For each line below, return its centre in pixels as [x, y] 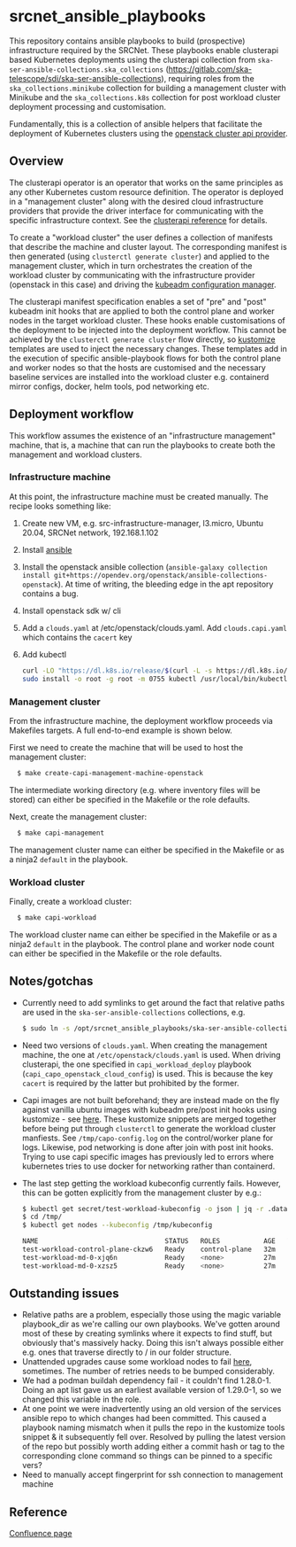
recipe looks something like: [61, 506]
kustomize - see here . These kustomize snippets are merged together [149, 1119]
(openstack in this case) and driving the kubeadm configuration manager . [143, 284]
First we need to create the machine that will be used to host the [126, 747]
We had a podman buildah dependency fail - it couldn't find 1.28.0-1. [146, 1380]
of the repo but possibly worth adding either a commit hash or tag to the [153, 1447]
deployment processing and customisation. [87, 106]
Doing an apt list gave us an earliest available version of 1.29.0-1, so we [152, 1390]
